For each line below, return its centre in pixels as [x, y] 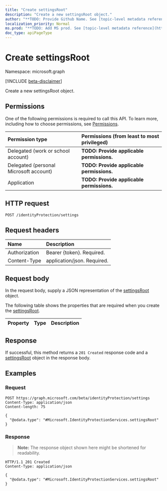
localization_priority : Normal [38, 24]
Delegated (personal [32, 165]
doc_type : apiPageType [29, 33]
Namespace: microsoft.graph [35, 71]
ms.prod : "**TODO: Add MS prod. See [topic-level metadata [68, 28]
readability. [29, 453]
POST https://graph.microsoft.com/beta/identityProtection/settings [78, 398]
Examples [21, 373]
